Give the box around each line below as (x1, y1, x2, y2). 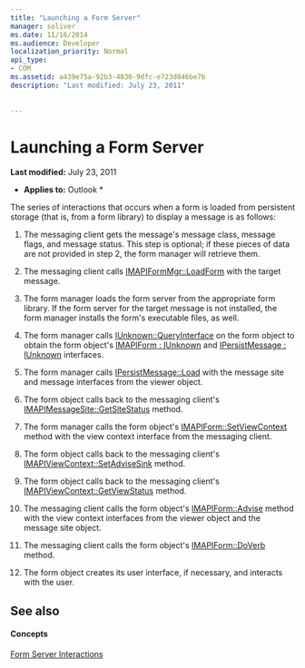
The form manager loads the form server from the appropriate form (23, 293, 276, 304)
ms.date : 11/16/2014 (10, 30, 89, 39)
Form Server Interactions (10, 648, 103, 659)
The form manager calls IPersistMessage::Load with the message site (23, 367, 285, 378)
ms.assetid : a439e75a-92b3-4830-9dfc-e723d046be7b (10, 73, 206, 82)
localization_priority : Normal (10, 47, 129, 56)
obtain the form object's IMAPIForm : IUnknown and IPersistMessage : (23, 339, 287, 350)
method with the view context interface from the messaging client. (23, 431, 272, 442)
